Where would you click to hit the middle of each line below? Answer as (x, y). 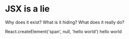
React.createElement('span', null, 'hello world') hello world (64, 31)
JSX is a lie (28, 9)
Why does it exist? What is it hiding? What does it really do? (65, 22)
